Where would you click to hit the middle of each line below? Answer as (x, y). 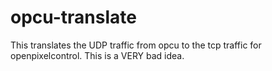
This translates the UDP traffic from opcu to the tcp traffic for (136, 45)
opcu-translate (73, 17)
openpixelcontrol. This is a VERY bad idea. (97, 55)
